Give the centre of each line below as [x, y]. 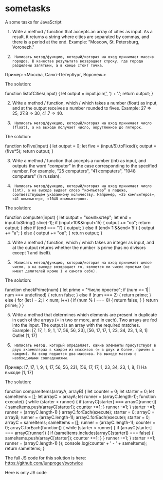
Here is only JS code [26, 472]
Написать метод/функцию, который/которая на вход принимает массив [84, 57]
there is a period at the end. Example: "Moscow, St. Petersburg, [76, 42]
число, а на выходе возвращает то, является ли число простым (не [81, 267]
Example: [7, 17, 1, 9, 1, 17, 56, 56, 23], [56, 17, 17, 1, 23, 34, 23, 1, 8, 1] [80, 330]
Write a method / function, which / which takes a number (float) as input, [85, 103]
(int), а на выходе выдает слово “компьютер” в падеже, [70, 190]
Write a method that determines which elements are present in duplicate [84, 314]
